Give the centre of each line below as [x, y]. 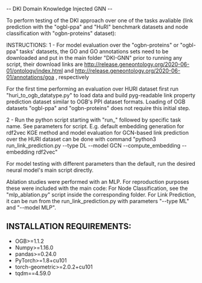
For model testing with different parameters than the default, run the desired [101, 164]
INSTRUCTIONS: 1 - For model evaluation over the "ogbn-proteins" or [93, 45]
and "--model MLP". [31, 207]
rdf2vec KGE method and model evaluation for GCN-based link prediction [97, 133]
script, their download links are [45, 64]
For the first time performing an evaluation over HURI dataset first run [93, 89]
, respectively [72, 77]
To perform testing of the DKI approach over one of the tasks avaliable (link [100, 20]
